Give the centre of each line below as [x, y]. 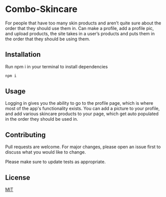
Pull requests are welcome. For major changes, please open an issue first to [83, 147]
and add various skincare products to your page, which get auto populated [82, 114]
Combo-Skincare [41, 9]
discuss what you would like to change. [46, 152]
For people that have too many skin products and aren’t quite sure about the [83, 23]
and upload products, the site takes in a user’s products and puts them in [80, 33]
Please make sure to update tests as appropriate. [56, 162]
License [18, 177]
